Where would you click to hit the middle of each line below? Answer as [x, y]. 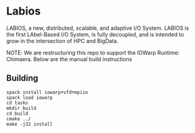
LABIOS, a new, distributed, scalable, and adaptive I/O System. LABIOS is [98, 28]
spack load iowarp [29, 97]
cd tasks [17, 103]
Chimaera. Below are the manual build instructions [69, 59]
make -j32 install [29, 124]
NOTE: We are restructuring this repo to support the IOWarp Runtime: [93, 52]
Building [22, 78]
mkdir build [21, 108]
